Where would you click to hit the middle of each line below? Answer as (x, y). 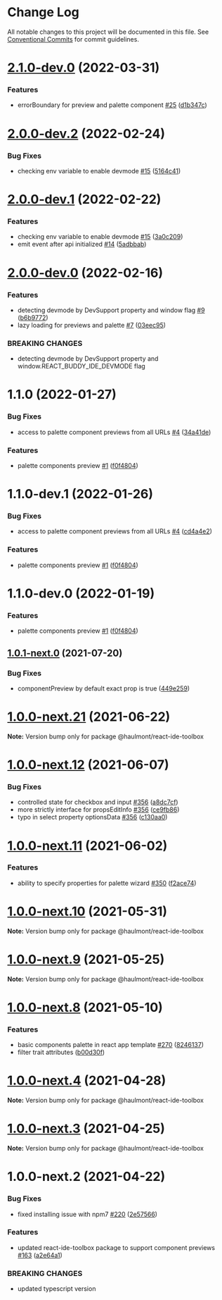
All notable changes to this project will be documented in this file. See (108, 32)
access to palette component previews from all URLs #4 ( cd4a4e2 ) (115, 531)
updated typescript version (57, 1289)
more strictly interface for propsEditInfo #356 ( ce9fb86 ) (98, 810)
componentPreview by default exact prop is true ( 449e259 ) (104, 688)
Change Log (43, 12)
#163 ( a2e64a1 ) (40, 1255)
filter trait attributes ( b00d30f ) (61, 1052)
